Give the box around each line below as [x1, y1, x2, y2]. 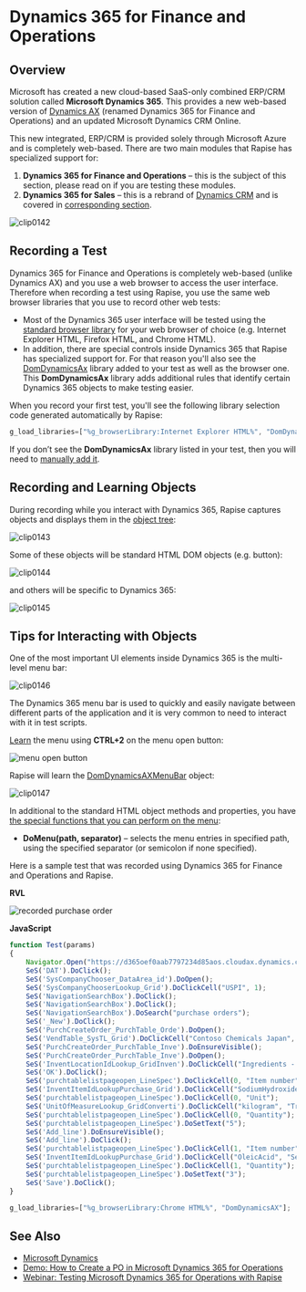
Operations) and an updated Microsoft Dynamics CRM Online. [9, 116, 241, 126]
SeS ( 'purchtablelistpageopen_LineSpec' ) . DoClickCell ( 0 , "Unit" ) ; [25, 1093, 280, 1103]
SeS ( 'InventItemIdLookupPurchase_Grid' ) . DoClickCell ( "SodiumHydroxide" [25, 1085, 303, 1094]
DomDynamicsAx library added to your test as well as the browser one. [22, 362, 290, 373]
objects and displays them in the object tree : [9, 514, 176, 525]
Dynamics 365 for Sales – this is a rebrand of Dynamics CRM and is [22, 190, 279, 200]
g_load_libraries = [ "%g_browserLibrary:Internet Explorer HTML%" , [9, 427, 262, 436]
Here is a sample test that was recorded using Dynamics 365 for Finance [9, 860, 283, 871]
